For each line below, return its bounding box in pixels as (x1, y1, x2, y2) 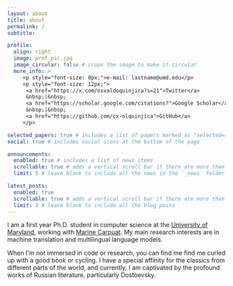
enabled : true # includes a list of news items (13, 157, 154, 164)
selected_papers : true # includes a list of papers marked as (7, 132, 191, 138)
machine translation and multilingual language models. (7, 235, 163, 244)
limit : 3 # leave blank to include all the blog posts (13, 202, 175, 208)
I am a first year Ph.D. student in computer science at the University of (7, 221, 208, 229)
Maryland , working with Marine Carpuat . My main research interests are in (7, 228, 220, 236)
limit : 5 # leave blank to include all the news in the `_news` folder (13, 170, 225, 177)
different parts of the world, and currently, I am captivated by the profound (7, 264, 221, 272)
